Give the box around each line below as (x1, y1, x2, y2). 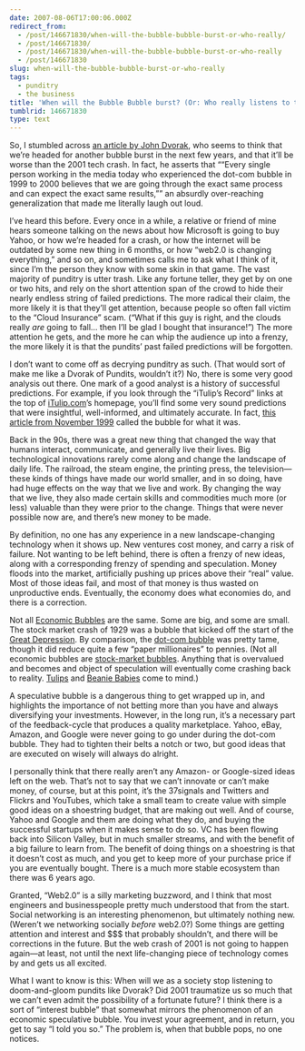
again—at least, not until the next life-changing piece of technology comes (9, 948, 289, 959)
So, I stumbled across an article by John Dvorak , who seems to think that (9, 140, 283, 151)
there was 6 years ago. (9, 873, 95, 884)
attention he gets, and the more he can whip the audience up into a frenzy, (9, 331, 289, 342)
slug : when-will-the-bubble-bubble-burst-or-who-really (9, 65, 225, 74)
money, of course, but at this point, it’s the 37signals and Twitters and (9, 785, 270, 796)
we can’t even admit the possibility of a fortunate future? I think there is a (9, 995, 283, 1006)
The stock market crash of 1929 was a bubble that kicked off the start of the (9, 624, 294, 635)
